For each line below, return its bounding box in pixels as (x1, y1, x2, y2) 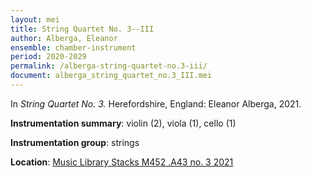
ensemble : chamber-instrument (10, 42, 137, 53)
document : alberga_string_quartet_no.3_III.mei (10, 71, 213, 81)
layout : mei (10, 14, 60, 25)
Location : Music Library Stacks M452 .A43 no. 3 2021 (10, 156, 234, 168)
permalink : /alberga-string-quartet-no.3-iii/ (10, 61, 208, 71)
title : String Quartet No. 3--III (10, 24, 155, 34)
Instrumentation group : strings (10, 136, 140, 148)
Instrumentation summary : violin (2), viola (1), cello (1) (10, 117, 237, 129)
